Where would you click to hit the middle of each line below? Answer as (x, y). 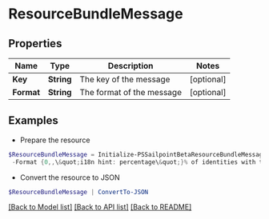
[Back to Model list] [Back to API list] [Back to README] (100, 207)
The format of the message (131, 92)
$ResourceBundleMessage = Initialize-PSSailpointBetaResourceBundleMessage (137, 154)
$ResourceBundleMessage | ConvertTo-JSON (78, 192)
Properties (35, 44)
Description (130, 66)
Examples (33, 121)
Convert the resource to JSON (70, 177)
